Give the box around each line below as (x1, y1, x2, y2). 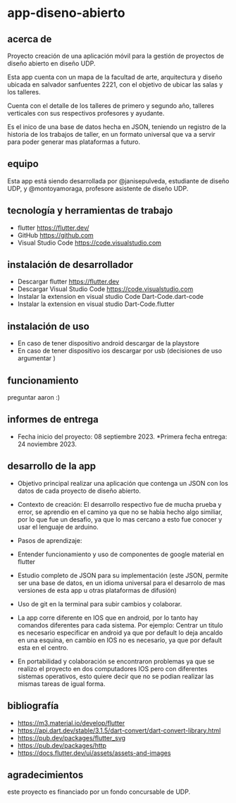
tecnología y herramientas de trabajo (7, 204, 173, 216)
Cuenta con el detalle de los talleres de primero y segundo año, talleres (7, 102, 215, 110)
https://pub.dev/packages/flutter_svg (17, 733, 125, 742)
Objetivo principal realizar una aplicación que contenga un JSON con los (17, 479, 229, 487)
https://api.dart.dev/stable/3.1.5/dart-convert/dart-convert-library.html (17, 726, 221, 735)
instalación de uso (7, 320, 89, 332)
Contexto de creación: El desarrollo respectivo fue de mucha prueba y (17, 500, 222, 508)
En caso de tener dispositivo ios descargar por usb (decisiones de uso (17, 347, 223, 355)
